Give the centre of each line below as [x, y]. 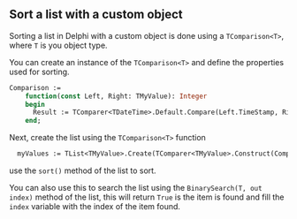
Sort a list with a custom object [96, 15]
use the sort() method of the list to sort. [83, 170]
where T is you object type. [58, 45]
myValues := [39, 154]
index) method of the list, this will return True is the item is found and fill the [147, 197]
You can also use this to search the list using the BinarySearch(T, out [136, 188]
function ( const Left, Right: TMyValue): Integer [116, 96]
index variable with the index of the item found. [95, 207]
